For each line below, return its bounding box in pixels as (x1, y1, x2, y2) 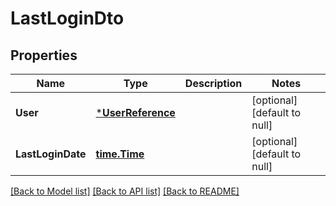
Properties (10, 47, 78, 64)
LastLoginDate (15, 147, 87, 161)
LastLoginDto (10, 7, 125, 30)
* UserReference (95, 106, 176, 119)
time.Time (95, 147, 145, 161)
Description (184, 77, 243, 90)
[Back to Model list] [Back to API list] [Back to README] (10, 185, 240, 197)
